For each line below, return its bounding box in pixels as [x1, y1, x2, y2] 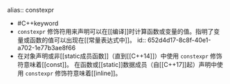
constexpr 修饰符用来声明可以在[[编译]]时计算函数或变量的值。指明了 [17, 28, 214, 35]
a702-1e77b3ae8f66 [17, 44, 76, 52]
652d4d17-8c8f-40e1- [148, 36, 211, 44]
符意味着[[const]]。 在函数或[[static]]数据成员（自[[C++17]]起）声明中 [17, 61, 217, 68]
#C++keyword [17, 19, 59, 27]
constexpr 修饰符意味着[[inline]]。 [25, 69, 122, 77]
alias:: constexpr [7, 6, 54, 14]
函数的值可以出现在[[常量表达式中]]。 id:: [29, 36, 147, 44]
